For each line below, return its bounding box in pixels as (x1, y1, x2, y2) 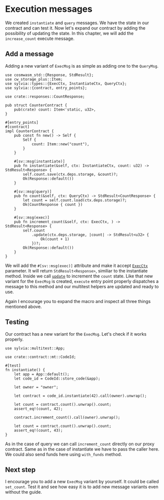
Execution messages (5, 3, 93, 15)
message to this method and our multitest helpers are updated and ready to (5, 283, 159, 289)
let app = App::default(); (14, 372, 70, 377)
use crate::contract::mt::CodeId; (5, 354, 77, 359)
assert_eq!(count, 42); (14, 406, 63, 411)
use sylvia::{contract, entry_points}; (5, 85, 87, 90)
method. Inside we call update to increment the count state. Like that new (5, 273, 153, 279)
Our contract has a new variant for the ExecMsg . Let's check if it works (5, 331, 147, 337)
